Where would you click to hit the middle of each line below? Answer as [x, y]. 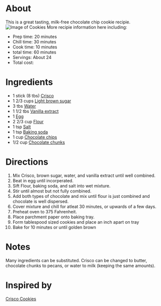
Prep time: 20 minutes [35, 37]
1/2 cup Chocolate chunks [39, 142]
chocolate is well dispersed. [40, 201]
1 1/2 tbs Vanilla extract [36, 111]
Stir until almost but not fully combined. [52, 191]
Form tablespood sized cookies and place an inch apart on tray [76, 222]
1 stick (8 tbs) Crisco [33, 96]
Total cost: [23, 62]
